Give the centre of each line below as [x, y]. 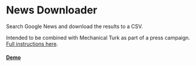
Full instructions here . [32, 44]
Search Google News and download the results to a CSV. [75, 26]
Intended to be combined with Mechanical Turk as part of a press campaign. [98, 37]
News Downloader [52, 10]
